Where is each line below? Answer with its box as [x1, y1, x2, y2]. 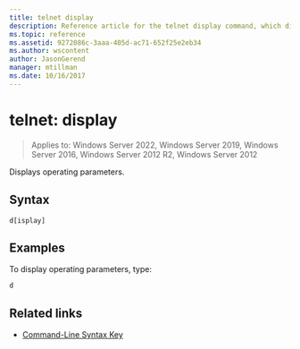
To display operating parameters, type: [9, 264, 152, 275]
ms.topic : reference [9, 30, 87, 38]
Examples [9, 240, 65, 255]
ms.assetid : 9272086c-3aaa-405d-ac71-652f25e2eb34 [9, 38, 202, 47]
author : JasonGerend [9, 55, 87, 64]
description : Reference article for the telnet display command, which [9, 21, 281, 30]
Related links [9, 305, 83, 320]
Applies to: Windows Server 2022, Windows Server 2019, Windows [30, 140, 279, 150]
